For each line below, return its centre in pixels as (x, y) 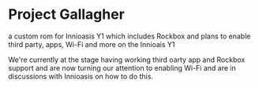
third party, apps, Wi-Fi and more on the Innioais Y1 (92, 44)
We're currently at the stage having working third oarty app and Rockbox (127, 60)
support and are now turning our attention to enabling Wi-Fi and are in (122, 67)
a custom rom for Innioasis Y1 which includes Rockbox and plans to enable (129, 36)
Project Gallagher (66, 14)
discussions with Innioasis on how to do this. (81, 76)
